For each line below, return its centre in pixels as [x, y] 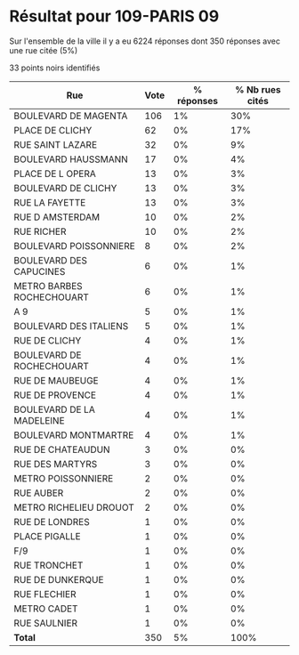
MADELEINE [39, 420]
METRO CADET [46, 609]
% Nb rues [258, 89]
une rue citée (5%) [44, 50]
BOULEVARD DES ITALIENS [71, 326]
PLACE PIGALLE [48, 536]
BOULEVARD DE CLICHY [65, 188]
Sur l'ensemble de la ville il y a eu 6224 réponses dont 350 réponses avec [145, 41]
